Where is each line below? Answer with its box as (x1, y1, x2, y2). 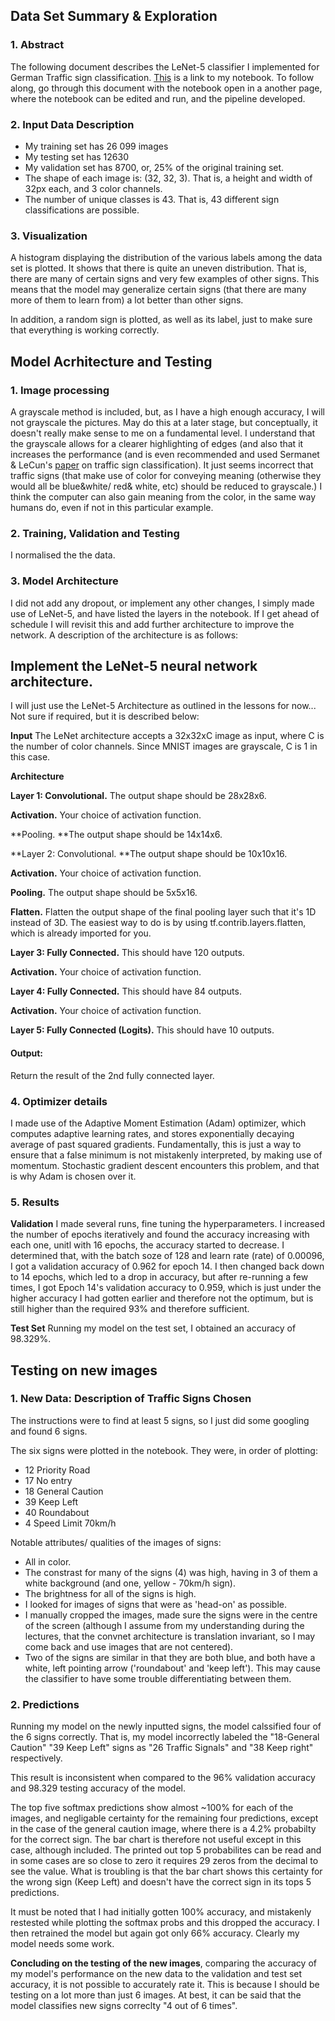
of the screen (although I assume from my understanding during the (24, 1619, 305, 1631)
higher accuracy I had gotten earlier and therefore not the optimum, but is (10, 1292, 314, 1304)
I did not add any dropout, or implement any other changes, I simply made (10, 597, 315, 609)
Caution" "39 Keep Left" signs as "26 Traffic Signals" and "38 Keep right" (10, 1742, 314, 1754)
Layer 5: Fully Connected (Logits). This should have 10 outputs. (10, 1024, 275, 1036)
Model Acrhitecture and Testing (10, 353, 213, 370)
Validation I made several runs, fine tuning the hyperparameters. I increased (10, 1218, 326, 1230)
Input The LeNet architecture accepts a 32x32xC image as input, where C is (10, 730, 325, 742)
